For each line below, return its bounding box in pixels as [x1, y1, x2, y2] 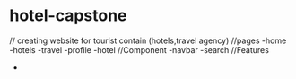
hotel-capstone [9, 5, 127, 26]
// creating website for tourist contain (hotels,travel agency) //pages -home [9, 35, 287, 46]
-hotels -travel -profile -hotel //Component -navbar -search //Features [9, 44, 269, 55]
